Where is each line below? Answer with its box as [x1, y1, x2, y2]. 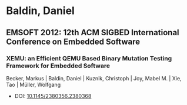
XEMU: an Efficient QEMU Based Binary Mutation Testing [6, 54, 172, 62]
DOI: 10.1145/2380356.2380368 [14, 92, 92, 99]
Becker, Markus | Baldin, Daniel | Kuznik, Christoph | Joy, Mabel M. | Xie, [6, 74, 182, 82]
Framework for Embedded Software [6, 62, 111, 70]
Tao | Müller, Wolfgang [6, 81, 61, 88]
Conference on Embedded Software [6, 36, 140, 46]
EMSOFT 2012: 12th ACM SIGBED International [6, 28, 179, 38]
